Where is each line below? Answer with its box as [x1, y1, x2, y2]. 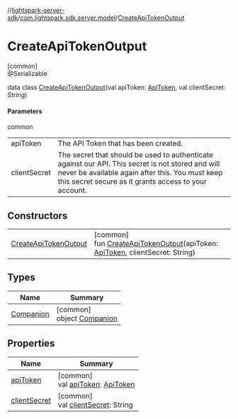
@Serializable [7, 69, 47, 77]
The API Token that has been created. [57, 138, 183, 148]
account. [57, 186, 87, 196]
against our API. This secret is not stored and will [57, 159, 220, 169]
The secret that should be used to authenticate [57, 150, 214, 160]
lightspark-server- [11, 6, 65, 14]
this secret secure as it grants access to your [57, 177, 208, 186]
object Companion [56, 313, 118, 323]
